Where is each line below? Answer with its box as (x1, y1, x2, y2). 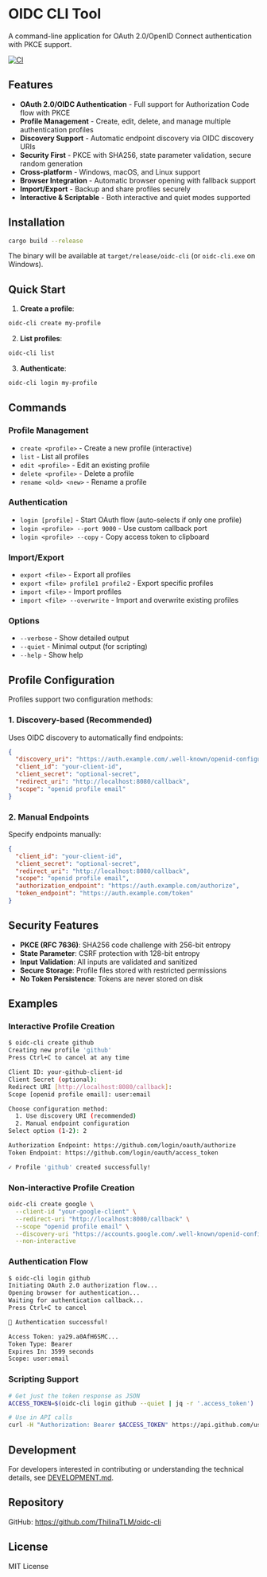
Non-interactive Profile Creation (8, 1182, 135, 1193)
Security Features (8, 918, 99, 933)
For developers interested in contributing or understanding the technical (8, 1464, 244, 1473)
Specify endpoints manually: (8, 829, 102, 839)
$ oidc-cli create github (8, 1039, 94, 1047)
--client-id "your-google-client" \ (15, 1207, 137, 1216)
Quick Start (8, 282, 66, 296)
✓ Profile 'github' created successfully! (8, 1163, 151, 1171)
